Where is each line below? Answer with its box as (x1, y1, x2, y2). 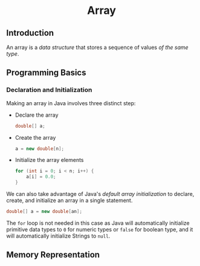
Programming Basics (6, 68, 86, 78)
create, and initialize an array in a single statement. (6, 197, 133, 204)
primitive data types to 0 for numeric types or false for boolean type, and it (6, 225, 193, 233)
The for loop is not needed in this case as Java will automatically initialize (6, 219, 190, 227)
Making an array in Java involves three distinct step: (6, 99, 136, 106)
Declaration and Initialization (6, 86, 92, 94)
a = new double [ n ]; (15, 146, 65, 152)
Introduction (6, 28, 54, 38)
